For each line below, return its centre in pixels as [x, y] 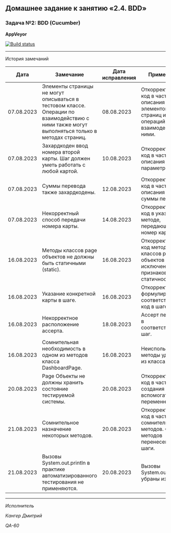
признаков [154, 273]
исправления [119, 78]
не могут [53, 92]
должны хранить [63, 382]
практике [53, 469]
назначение [57, 429]
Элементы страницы [68, 86]
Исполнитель [20, 505]
